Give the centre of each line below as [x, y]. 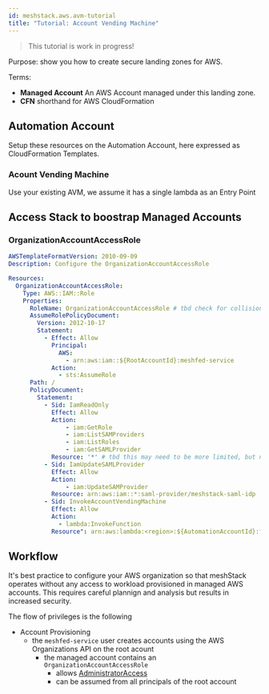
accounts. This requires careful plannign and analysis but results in [119, 592]
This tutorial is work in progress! [81, 46]
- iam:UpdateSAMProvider [107, 487]
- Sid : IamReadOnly [76, 405]
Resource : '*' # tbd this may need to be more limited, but [153, 457]
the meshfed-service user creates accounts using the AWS [128, 640]
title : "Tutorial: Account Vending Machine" [84, 23]
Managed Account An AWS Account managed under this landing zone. [138, 92]
